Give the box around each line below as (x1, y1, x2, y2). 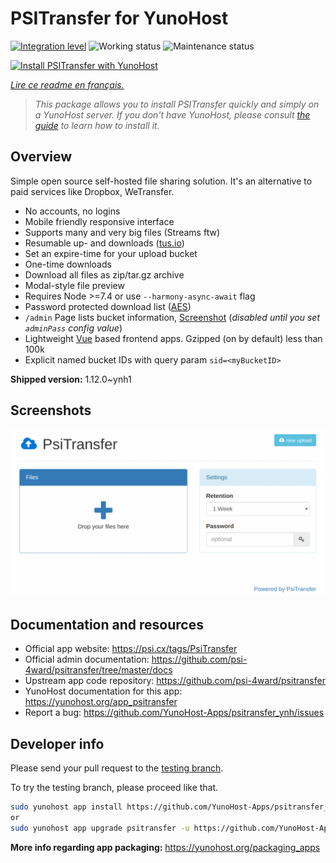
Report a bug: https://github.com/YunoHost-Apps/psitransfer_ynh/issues (24, 707, 325, 719)
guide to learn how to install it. (34, 119, 160, 131)
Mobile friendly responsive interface (24, 215, 175, 227)
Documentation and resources (10, 616, 204, 633)
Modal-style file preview (24, 279, 125, 291)
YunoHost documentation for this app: (24, 685, 183, 697)
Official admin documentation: (24, 653, 150, 666)
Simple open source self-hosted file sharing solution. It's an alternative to (10, 175, 313, 187)
